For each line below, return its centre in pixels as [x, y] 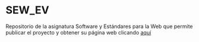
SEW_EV [27, 10]
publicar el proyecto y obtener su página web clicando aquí [78, 32]
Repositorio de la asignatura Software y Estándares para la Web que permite [99, 26]
